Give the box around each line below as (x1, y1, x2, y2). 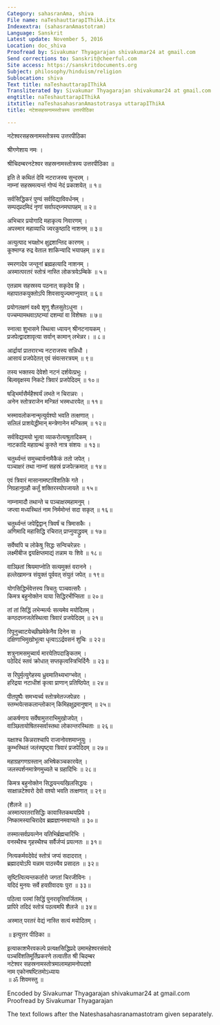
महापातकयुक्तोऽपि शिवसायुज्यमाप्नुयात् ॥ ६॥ (7, 289, 103, 298)
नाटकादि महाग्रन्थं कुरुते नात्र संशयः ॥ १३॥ (7, 440, 100, 448)
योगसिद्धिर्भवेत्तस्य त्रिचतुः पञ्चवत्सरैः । (7, 584, 88, 592)
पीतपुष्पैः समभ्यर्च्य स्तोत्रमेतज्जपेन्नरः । (7, 692, 86, 700)
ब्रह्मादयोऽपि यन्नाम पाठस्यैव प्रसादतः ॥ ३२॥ (7, 859, 99, 867)
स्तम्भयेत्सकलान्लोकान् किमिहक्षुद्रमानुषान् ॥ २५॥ (7, 700, 111, 708)
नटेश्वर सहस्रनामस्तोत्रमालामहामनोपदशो (7, 959, 92, 968)
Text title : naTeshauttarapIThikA (7, 81, 107, 88)
